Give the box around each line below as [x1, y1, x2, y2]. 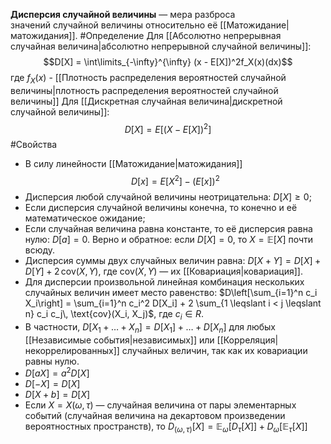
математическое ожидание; [24, 212, 146, 224]
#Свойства [10, 139, 58, 151]
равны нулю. [24, 355, 80, 367]
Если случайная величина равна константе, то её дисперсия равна [24, 223, 313, 235]
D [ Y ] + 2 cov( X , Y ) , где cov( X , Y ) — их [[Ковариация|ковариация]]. [24, 265, 303, 278]
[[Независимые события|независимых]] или [24, 334, 215, 346]
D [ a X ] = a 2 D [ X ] [24, 365, 90, 379]
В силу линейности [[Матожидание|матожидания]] [24, 158, 243, 170]
